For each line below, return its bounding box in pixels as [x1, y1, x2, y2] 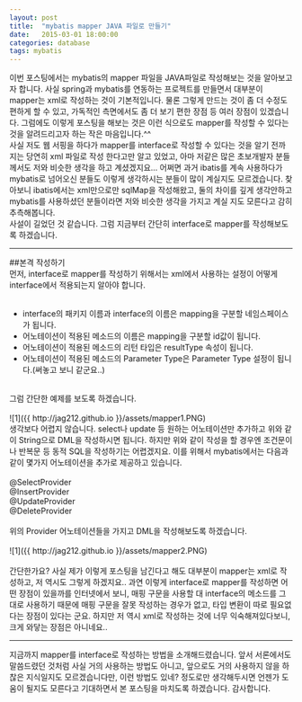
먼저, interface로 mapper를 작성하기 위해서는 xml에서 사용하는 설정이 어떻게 [9, 269, 279, 280]
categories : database [9, 38, 91, 48]
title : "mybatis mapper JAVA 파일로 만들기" [9, 22, 172, 31]
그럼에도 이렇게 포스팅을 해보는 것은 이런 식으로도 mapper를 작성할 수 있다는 [21, 118, 289, 129]
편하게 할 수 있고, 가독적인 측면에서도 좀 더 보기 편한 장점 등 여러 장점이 [9, 106, 258, 117]
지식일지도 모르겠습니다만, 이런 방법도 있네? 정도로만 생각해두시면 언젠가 [25, 671, 280, 683]
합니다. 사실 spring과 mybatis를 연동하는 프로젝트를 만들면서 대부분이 [18, 84, 263, 94]
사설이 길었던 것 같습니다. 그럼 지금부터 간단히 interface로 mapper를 [9, 218, 251, 229]
